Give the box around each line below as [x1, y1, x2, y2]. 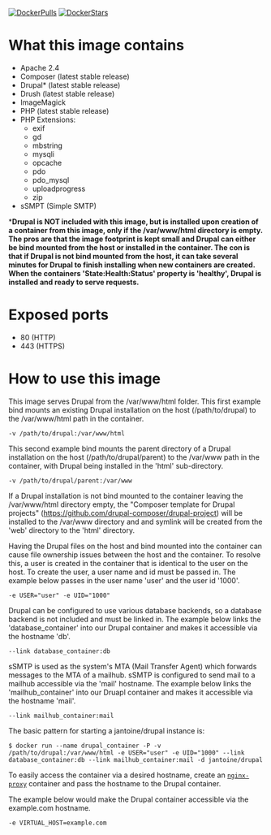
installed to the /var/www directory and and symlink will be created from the [8, 517, 263, 526]
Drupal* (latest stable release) [19, 80, 121, 89]
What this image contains [8, 37, 185, 54]
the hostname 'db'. [8, 631, 71, 641]
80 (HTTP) [19, 332, 56, 342]
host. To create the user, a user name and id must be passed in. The [8, 567, 236, 577]
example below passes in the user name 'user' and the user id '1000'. [8, 575, 240, 585]
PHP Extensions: [19, 115, 76, 124]
